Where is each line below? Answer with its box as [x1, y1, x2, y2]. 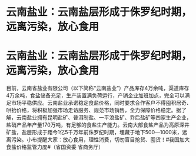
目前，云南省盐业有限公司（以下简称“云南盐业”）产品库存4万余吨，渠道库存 [6, 85, 190, 92]
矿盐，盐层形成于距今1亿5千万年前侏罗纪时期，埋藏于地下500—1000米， [6, 129, 182, 136]
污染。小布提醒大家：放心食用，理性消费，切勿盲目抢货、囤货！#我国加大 [11, 136, 190, 143]
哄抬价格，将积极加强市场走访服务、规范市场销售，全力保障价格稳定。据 [6, 107, 181, 114]
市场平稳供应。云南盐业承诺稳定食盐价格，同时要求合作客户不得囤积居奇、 [11, 99, 192, 107]
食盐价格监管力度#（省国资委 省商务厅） [6, 144, 104, 151]
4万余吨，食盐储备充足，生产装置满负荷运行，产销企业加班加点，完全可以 [6, 92, 185, 99]
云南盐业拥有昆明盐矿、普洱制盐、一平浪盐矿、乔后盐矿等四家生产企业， [16, 114, 192, 121]
